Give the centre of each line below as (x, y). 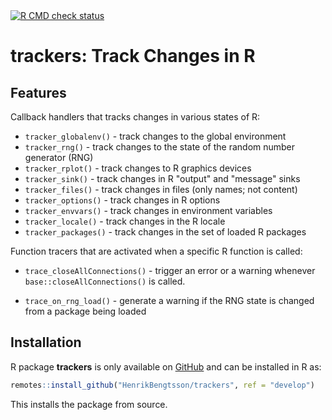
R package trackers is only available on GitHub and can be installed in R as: (166, 366)
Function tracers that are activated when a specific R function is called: (156, 251)
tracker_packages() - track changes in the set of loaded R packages (165, 232)
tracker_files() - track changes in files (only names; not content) (161, 189)
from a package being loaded (85, 311)
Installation (46, 342)
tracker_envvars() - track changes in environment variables (148, 210)
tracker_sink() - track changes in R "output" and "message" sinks (162, 178)
